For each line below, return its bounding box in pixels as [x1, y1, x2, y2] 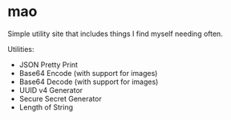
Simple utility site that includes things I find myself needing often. [7, 29, 224, 38]
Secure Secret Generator [18, 94, 102, 103]
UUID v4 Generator [18, 85, 83, 94]
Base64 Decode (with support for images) [18, 77, 159, 86]
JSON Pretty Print [18, 59, 78, 70]
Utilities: [7, 44, 34, 54]
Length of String [18, 102, 74, 112]
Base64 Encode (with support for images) [18, 68, 158, 78]
